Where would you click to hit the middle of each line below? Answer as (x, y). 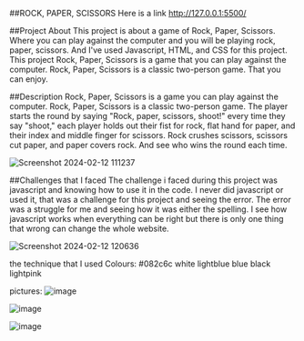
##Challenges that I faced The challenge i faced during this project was (143, 180)
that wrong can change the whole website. (90, 228)
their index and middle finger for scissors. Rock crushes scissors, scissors (149, 135)
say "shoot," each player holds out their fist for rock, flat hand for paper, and (152, 125)
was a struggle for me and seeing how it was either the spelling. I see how (148, 209)
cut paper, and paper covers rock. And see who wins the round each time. (149, 145)
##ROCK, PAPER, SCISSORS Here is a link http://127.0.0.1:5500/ (128, 13)
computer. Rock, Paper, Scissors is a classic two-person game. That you (145, 69)
